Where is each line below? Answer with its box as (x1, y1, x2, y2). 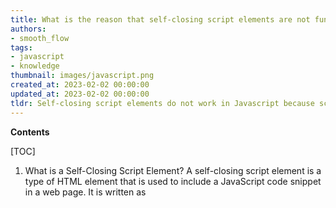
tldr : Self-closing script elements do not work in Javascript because (10, 98, 315, 108)
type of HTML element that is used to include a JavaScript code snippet (24, 175, 322, 187)
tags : (10, 42, 33, 53)
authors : (10, 24, 47, 34)
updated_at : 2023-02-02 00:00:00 (10, 89, 150, 99)
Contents (10, 126, 50, 138)
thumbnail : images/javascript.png (10, 71, 155, 81)
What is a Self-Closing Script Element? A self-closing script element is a (24, 164, 322, 176)
